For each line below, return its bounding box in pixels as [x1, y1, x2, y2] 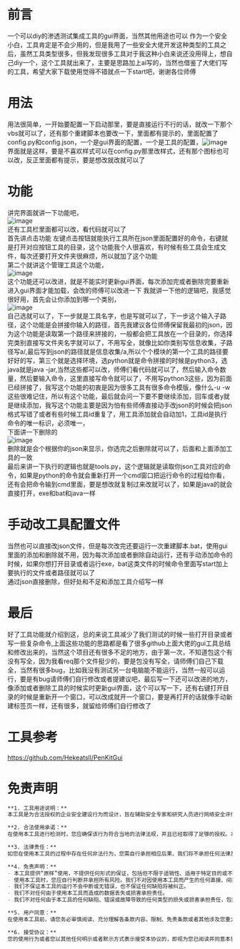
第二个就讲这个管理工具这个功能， [7, 260, 108, 269]
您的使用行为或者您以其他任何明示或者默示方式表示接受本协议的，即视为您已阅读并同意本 [7, 935, 231, 943]
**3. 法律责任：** [7, 844, 57, 851]
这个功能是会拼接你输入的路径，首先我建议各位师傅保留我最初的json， [19, 320, 226, 329]
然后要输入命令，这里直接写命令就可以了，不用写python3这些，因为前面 [19, 374, 232, 382]
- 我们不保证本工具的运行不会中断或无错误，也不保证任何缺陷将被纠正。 [7, 883, 189, 890]
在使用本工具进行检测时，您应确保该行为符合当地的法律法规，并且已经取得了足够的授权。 [7, 830, 231, 838]
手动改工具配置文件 [7, 517, 121, 532]
